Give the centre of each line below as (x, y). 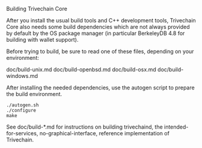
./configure (21, 111)
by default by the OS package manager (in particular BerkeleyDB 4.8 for (96, 33)
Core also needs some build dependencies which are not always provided (98, 27)
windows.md (22, 76)
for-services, (22, 133)
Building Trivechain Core (37, 9)
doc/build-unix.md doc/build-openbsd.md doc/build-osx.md (81, 69)
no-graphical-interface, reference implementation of (105, 133)
